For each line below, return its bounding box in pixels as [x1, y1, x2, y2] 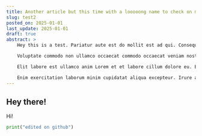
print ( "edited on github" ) [6, 124, 74, 131]
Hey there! [6, 96, 47, 107]
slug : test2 [6, 14, 36, 20]
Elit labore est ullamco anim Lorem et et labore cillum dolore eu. [17, 64, 192, 69]
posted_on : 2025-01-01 [6, 20, 63, 26]
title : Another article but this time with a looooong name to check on [6, 8, 192, 15]
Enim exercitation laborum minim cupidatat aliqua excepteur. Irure [17, 74, 192, 81]
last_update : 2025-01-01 [6, 25, 69, 32]
